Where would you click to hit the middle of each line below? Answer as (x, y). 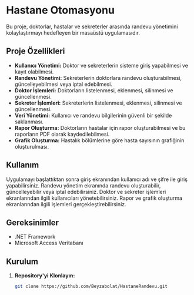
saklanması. (29, 122)
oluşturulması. (31, 146)
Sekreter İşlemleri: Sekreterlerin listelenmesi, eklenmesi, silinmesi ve (98, 103)
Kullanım (23, 165)
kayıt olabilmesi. (34, 72)
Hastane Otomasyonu (60, 10)
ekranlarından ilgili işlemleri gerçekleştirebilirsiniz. (66, 204)
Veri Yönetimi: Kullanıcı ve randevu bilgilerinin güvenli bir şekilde (93, 115)
